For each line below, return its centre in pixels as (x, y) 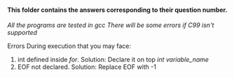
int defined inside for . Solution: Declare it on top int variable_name (113, 60)
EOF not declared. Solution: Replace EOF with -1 (87, 67)
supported (22, 33)
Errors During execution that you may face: (69, 46)
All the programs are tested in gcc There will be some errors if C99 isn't (111, 25)
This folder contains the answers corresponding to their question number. (117, 10)
